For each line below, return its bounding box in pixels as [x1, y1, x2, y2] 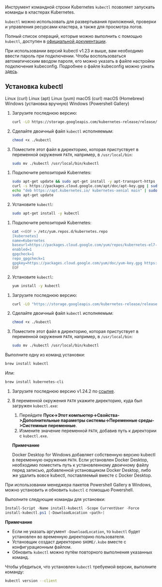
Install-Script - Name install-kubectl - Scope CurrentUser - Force [5, 505, 139, 511]
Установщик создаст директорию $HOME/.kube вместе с [12, 539, 127, 545]
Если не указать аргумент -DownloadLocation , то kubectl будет [12, 528, 140, 534]
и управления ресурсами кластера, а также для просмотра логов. [5, 24, 143, 30]
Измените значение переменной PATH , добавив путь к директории [19, 428, 157, 433]
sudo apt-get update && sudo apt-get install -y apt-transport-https [12, 179, 156, 184]
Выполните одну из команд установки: [5, 352, 86, 358]
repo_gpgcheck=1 [12, 256, 45, 261]
